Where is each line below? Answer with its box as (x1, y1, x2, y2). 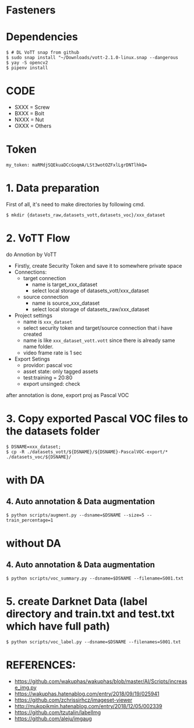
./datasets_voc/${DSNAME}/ (6, 454, 72, 460)
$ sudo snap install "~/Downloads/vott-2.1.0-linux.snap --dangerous (6, 55, 179, 61)
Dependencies (6, 30, 78, 44)
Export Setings (14, 355, 51, 363)
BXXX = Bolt (14, 110, 45, 117)
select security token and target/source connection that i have (23, 324, 173, 331)
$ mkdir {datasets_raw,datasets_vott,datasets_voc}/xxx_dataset (6, 212, 165, 218)
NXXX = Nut (14, 116, 44, 123)
